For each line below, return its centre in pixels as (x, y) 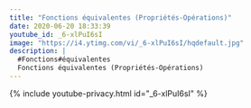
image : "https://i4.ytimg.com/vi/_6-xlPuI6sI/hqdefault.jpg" (127, 43)
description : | (38, 51)
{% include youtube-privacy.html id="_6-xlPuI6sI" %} (108, 93)
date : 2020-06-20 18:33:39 (60, 26)
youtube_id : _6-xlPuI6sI (56, 34)
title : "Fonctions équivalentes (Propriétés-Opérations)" (121, 18)
